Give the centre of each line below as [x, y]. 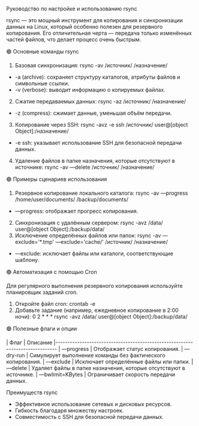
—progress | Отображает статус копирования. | [122, 349]
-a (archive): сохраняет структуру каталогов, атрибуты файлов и [98, 77]
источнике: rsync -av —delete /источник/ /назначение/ [85, 167]
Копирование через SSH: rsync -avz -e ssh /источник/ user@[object [101, 125]
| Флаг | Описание [29, 342]
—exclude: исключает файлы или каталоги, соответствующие [94, 254]
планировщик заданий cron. [42, 292]
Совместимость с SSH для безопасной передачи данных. [89, 417]
